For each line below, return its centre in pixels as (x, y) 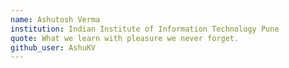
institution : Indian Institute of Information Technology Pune (145, 29)
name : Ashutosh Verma (55, 19)
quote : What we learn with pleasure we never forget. (125, 38)
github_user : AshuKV (53, 47)
